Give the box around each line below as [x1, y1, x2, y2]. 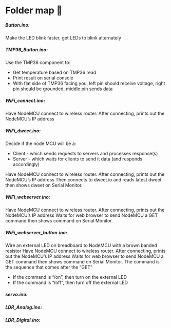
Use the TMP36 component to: [5, 59, 71, 66]
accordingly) [12, 161, 40, 168]
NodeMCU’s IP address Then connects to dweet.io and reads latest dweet [5, 177, 162, 183]
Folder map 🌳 [5, 5, 63, 16]
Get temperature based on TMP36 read [12, 69, 97, 76]
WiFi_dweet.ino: [5, 128, 41, 134]
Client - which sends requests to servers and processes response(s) [12, 151, 158, 157]
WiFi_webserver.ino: [5, 194, 50, 200]
